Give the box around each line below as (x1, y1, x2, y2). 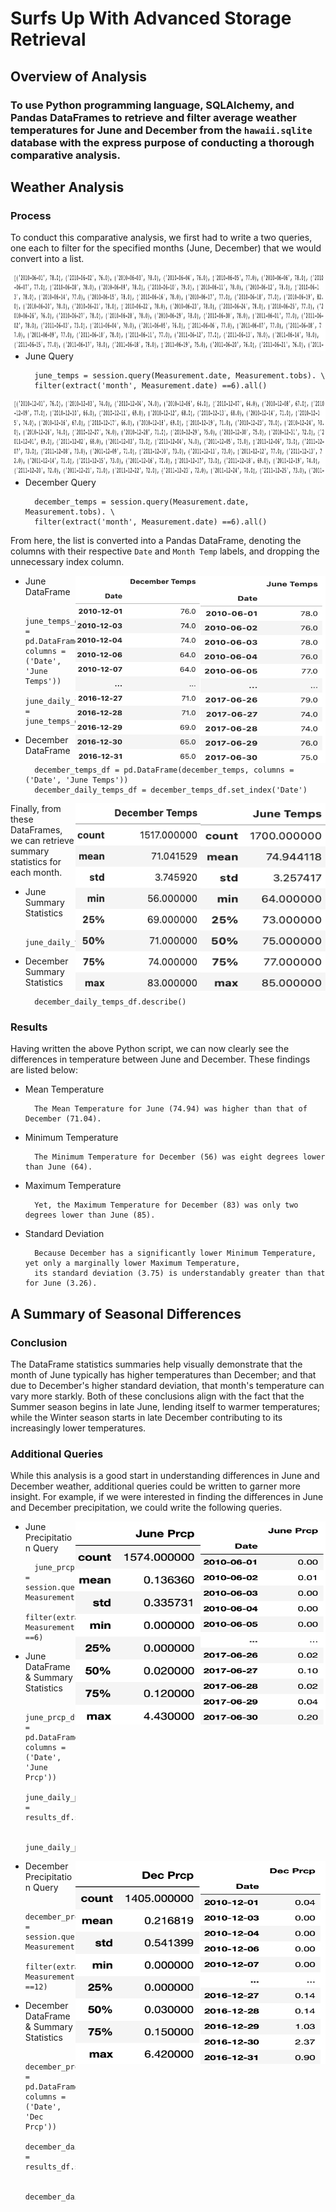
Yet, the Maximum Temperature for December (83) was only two (34, 1200, 299, 1211)
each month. (10, 867, 63, 879)
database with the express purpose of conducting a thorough (10, 135, 315, 149)
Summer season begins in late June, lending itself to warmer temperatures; (10, 1401, 321, 1413)
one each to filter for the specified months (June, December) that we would (10, 242, 322, 254)
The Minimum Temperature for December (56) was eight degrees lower (34, 1152, 326, 1162)
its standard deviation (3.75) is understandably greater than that (34, 1268, 326, 1279)
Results (10, 1020, 48, 1034)
